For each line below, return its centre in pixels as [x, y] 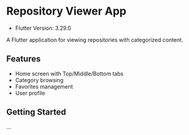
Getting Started [36, 112]
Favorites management [44, 86]
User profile [30, 93]
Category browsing [39, 80]
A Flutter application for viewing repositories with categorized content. [95, 40]
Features [23, 59]
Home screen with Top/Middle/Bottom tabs [69, 74]
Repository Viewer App [66, 11]
